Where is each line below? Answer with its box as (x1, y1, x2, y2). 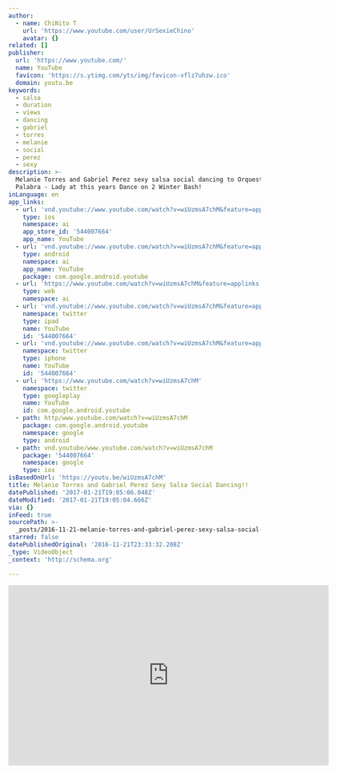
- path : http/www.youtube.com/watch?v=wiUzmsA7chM (15, 414, 188, 422)
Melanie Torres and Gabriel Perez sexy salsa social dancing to (15, 175, 235, 184)
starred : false (8, 534, 59, 542)
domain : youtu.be (15, 79, 74, 87)
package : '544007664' (22, 451, 94, 459)
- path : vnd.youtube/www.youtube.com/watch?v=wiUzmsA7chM (15, 444, 214, 452)
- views (15, 109, 42, 117)
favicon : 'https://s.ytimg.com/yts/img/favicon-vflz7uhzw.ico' (15, 71, 231, 79)
